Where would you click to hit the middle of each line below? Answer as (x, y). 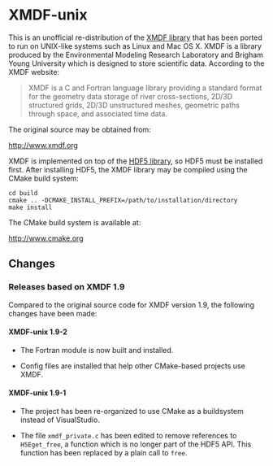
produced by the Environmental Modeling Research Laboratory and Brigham (136, 54)
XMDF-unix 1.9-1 (37, 393)
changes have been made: (53, 313)
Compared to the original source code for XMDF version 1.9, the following (131, 305)
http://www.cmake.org (46, 238)
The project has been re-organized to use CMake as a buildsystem (132, 412)
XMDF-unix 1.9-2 (38, 332)
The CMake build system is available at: (75, 222)
